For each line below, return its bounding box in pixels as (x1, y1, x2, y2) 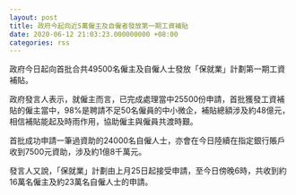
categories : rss (9, 38, 70, 47)
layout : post (9, 13, 58, 22)
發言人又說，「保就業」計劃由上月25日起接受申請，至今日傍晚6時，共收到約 (9, 165, 287, 176)
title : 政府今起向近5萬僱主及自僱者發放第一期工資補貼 (9, 21, 188, 30)
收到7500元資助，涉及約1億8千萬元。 (9, 147, 147, 157)
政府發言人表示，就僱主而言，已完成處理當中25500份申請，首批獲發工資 (9, 94, 277, 105)
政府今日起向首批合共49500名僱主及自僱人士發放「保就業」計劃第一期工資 (9, 64, 285, 74)
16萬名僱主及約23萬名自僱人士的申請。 (9, 176, 153, 188)
